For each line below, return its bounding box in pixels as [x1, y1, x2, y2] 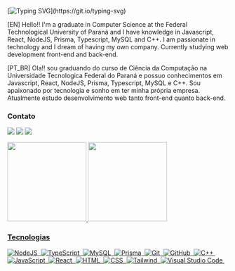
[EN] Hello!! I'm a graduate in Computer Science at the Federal [7, 20, 188, 28]
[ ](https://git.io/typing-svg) [7, 7, 126, 15]
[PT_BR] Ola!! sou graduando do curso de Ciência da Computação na [7, 64, 208, 72]
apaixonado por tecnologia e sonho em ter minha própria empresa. [7, 87, 201, 94]
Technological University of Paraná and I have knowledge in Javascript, [7, 28, 214, 36]
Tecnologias [7, 232, 51, 242]
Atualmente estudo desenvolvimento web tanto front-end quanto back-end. [7, 94, 226, 102]
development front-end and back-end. [7, 50, 119, 58]
